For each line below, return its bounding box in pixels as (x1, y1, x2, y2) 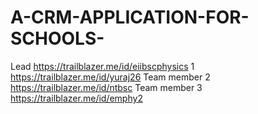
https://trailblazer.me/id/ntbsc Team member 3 (10, 81, 203, 93)
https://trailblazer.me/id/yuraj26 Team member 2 (10, 71, 211, 83)
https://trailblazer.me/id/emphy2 (10, 92, 143, 104)
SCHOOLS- (10, 27, 105, 50)
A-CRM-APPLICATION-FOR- (10, 6, 250, 29)
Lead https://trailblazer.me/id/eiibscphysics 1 (10, 60, 195, 72)
